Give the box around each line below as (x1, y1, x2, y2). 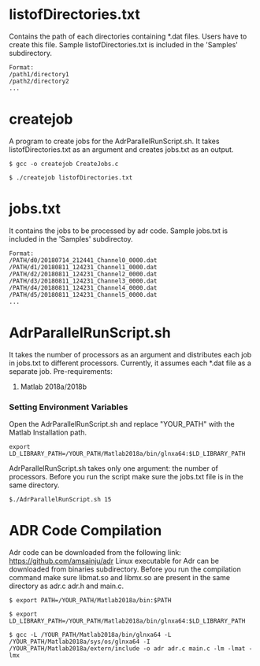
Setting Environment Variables (9, 401, 128, 413)
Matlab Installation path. (9, 427, 87, 438)
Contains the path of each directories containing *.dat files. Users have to (9, 31, 247, 41)
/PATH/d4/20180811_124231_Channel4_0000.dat (9, 283, 158, 292)
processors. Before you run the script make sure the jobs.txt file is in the (9, 472, 243, 482)
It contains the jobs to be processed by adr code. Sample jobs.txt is (9, 226, 228, 235)
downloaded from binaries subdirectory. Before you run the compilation (9, 564, 241, 574)
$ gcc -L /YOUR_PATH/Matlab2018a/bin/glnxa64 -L (9, 631, 172, 638)
